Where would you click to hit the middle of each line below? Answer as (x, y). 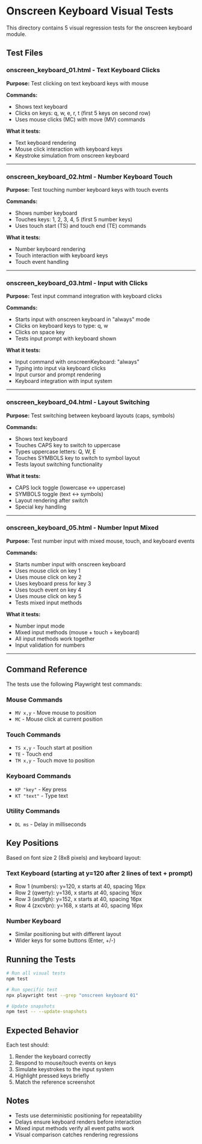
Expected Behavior (43, 1030)
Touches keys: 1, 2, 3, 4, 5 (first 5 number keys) (74, 219)
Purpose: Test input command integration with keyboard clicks (84, 296)
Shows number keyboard (46, 213)
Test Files (25, 53)
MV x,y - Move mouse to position (56, 712)
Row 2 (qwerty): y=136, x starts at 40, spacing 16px (78, 892)
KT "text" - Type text (41, 795)
